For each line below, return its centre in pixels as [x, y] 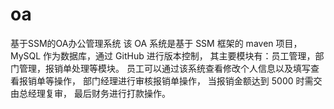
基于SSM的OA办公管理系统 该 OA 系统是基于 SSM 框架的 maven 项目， [156, 43]
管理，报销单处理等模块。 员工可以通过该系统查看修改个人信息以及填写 [164, 68]
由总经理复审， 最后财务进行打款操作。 [90, 93]
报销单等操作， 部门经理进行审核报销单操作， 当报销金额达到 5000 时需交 [170, 80]
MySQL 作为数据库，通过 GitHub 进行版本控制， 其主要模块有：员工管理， [163, 55]
